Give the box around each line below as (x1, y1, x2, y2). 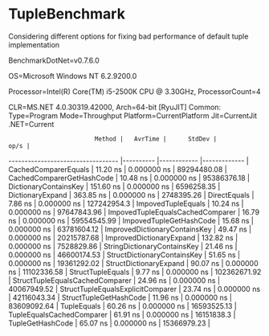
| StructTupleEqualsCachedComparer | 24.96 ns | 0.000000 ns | (8, 275, 221, 285)
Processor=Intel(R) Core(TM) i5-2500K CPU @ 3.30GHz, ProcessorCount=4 (8, 86, 261, 96)
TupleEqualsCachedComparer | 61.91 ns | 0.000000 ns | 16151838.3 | (8, 309, 236, 319)
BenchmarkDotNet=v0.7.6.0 (8, 55, 100, 65)
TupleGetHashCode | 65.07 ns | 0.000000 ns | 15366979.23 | (8, 318, 210, 328)
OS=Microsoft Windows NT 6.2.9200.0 (8, 71, 137, 80)
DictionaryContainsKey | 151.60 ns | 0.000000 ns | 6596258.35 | (8, 182, 221, 191)
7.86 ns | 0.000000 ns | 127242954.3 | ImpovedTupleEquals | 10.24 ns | (8, 199, 244, 208)
